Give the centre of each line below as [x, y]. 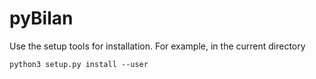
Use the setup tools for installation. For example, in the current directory [157, 46]
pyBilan [41, 18]
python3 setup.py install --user [79, 64]
